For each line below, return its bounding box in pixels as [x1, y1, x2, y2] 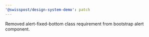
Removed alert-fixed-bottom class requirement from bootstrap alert [5, 21, 144, 27]
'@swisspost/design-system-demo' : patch [5, 7, 91, 12]
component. [5, 26, 30, 32]
